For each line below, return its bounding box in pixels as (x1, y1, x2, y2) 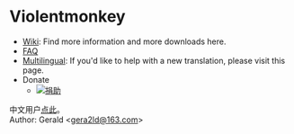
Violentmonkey (9, 6, 126, 27)
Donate (22, 74, 50, 85)
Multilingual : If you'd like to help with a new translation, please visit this (22, 55, 286, 66)
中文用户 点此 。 (9, 103, 65, 114)
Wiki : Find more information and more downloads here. (22, 36, 227, 47)
